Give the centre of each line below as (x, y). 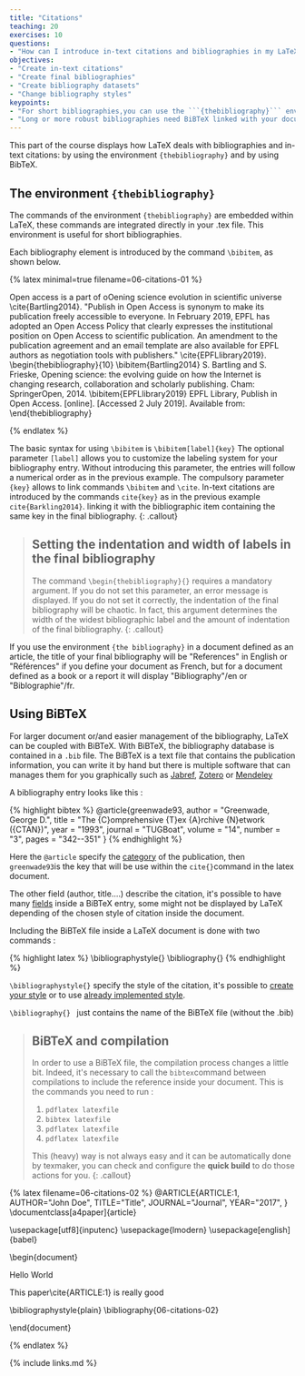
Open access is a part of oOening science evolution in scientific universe (146, 297)
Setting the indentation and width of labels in (161, 545)
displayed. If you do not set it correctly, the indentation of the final (155, 600)
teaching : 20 (34, 26)
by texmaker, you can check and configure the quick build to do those (163, 1166)
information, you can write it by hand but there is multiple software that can (150, 764)
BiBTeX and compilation (100, 1041)
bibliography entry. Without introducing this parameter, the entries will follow (152, 467)
